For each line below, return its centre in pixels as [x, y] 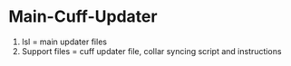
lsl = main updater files [64, 42]
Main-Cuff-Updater [83, 17]
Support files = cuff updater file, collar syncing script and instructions [151, 51]
